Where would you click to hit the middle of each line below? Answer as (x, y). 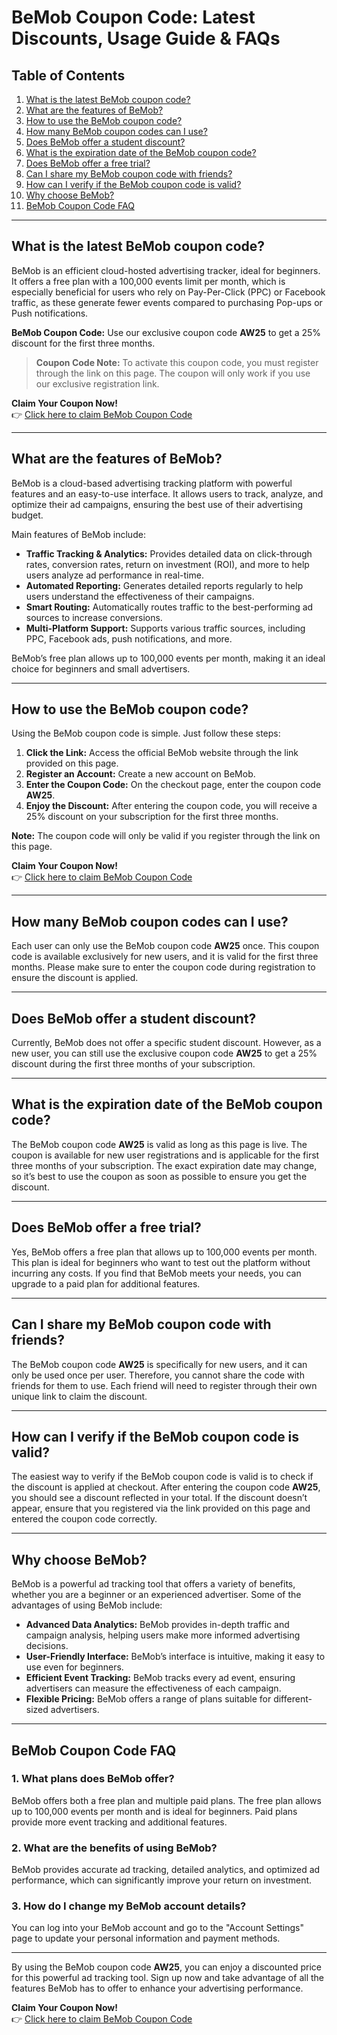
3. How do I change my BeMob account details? (129, 1906)
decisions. (47, 1646)
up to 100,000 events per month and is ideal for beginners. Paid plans (154, 1811)
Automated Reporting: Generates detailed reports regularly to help (164, 585)
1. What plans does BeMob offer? (93, 1779)
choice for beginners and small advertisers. (101, 668)
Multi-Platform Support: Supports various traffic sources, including (165, 628)
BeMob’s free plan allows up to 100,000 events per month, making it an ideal (168, 658)
